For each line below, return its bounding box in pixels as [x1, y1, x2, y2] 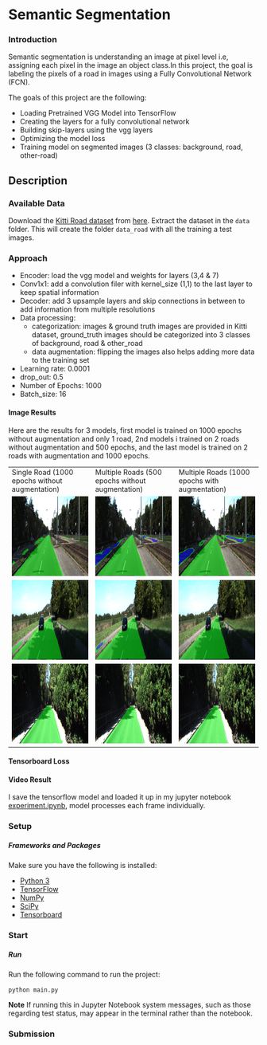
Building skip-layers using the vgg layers [19, 125, 153, 135]
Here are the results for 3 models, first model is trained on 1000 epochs [8, 425, 242, 435]
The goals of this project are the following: [8, 93, 147, 103]
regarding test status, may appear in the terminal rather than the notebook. [8, 1008, 253, 1018]
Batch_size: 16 [19, 389, 67, 399]
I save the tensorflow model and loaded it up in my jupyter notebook [8, 792, 232, 802]
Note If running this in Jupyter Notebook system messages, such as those [8, 1000, 252, 1010]
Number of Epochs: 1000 [19, 381, 102, 391]
